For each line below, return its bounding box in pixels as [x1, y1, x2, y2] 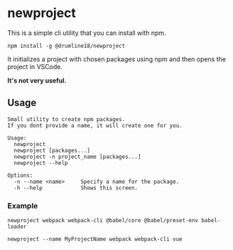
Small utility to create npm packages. [7, 115, 126, 123]
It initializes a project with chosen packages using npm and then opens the [7, 55, 226, 63]
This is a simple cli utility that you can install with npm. [7, 28, 166, 37]
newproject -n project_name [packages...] [13, 153, 141, 160]
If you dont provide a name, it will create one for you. [7, 122, 183, 129]
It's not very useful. [7, 76, 67, 85]
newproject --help [13, 159, 69, 167]
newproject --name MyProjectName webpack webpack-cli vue [7, 236, 183, 243]
